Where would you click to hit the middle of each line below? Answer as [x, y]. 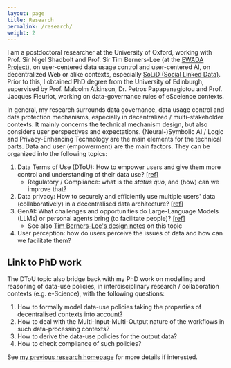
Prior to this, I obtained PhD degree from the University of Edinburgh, [105, 82]
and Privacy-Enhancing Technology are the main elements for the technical [114, 139]
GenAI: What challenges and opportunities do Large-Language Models [118, 211]
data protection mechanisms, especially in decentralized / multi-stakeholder [115, 117]
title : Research [30, 20]
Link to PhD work [44, 262]
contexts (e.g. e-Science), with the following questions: [86, 293]
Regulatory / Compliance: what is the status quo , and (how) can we [123, 182]
